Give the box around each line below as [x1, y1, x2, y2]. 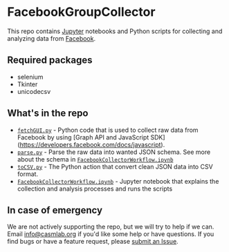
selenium [17, 72, 44, 81]
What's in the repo [7, 108, 89, 119]
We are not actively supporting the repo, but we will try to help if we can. [7, 222, 214, 231]
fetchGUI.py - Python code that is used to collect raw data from [17, 126, 199, 134]
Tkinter [17, 80, 38, 88]
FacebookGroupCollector [7, 4, 156, 20]
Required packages [7, 55, 93, 66]
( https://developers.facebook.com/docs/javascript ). [17, 140, 165, 148]
